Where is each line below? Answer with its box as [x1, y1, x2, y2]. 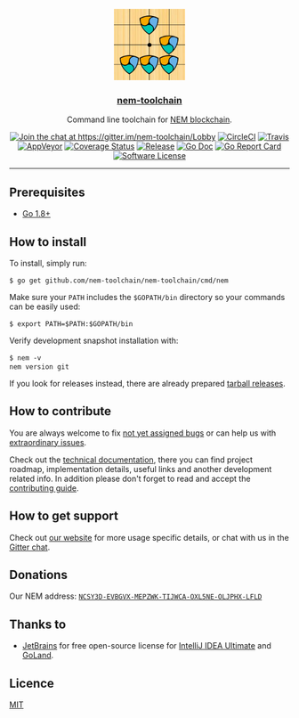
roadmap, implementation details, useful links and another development [9, 463, 272, 474]
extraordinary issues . [9, 437, 87, 447]
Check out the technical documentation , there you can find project [9, 454, 254, 465]
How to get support [9, 509, 118, 524]
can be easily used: [9, 301, 81, 312]
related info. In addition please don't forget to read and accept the [9, 473, 251, 484]
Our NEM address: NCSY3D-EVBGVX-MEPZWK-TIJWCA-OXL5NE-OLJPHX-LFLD [9, 591, 263, 601]
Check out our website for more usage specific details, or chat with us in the [9, 532, 289, 543]
